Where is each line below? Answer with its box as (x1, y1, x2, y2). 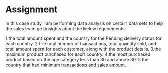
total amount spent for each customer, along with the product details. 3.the (5, 46, 161, 52)
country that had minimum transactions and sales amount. (5, 62, 127, 68)
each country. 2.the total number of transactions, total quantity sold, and (5, 40, 157, 46)
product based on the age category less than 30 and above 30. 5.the (5, 56, 149, 62)
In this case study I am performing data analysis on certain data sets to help (5, 20, 163, 26)
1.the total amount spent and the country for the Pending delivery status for (5, 35, 162, 41)
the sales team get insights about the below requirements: (5, 25, 127, 31)
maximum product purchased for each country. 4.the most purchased (5, 51, 151, 57)
